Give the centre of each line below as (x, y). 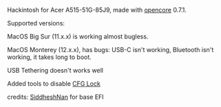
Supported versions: (36, 23)
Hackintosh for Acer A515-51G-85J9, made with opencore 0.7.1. (97, 10)
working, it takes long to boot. (49, 57)
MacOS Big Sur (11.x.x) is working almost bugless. (78, 36)
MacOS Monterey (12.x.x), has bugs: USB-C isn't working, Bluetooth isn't (110, 50)
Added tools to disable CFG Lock (54, 84)
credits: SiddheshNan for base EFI (56, 97)
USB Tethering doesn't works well (55, 70)
